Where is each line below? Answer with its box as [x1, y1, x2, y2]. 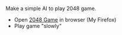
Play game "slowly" [14, 23, 62, 29]
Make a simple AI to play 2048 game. [5, 5, 97, 12]
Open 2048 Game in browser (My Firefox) [14, 16, 117, 23]
